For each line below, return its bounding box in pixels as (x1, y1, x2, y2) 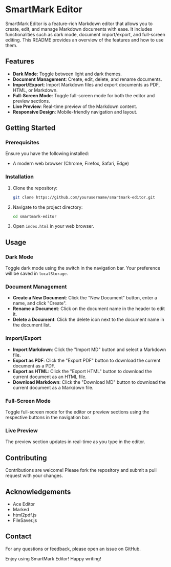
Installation (5, 173, 34, 180)
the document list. (12, 322, 51, 328)
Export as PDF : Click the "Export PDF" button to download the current (12, 357, 161, 363)
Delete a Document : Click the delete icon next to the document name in (12, 316, 165, 323)
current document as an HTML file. (12, 374, 87, 380)
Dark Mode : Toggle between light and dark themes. (12, 71, 122, 77)
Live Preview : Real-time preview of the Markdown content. (12, 103, 137, 110)
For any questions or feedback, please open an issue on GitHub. (5, 546, 141, 552)
